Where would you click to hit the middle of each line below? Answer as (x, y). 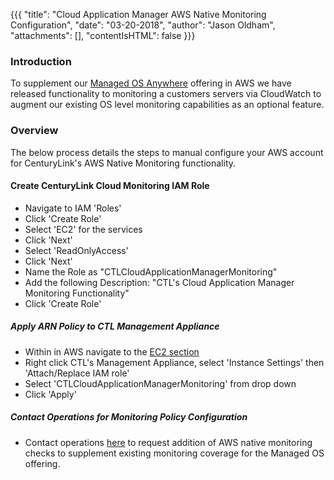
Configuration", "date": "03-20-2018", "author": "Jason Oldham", (143, 25)
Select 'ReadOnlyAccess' (76, 250)
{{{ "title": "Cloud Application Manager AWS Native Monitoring (138, 14)
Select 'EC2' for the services (83, 229)
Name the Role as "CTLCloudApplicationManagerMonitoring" (151, 271)
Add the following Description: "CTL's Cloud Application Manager (159, 282)
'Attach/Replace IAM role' (77, 373)
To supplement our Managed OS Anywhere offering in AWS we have (151, 83)
